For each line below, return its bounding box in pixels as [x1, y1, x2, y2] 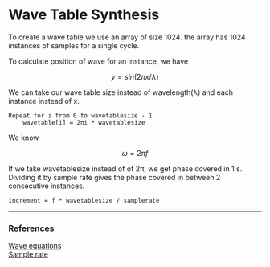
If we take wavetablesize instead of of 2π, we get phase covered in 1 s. [8, 163, 243, 174]
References [8, 223, 55, 234]
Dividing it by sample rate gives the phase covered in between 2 [8, 172, 221, 182]
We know [8, 133, 39, 142]
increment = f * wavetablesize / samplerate [8, 196, 160, 204]
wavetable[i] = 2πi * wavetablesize [22, 118, 146, 126]
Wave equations [8, 241, 62, 251]
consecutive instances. [8, 181, 85, 191]
